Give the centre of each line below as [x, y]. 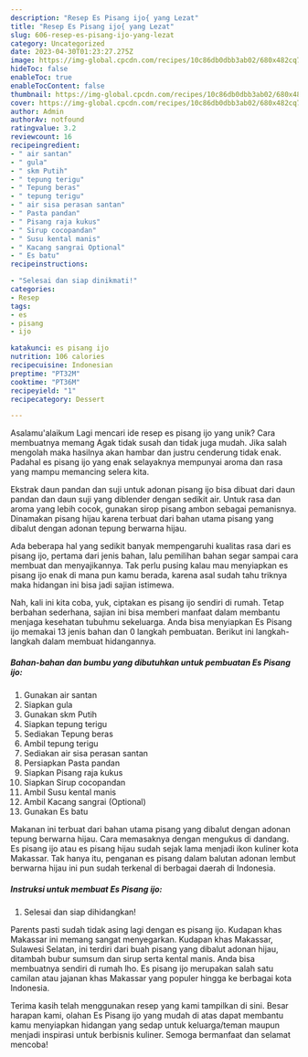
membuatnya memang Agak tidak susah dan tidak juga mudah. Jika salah [149, 443]
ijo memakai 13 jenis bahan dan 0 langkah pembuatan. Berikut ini [132, 632]
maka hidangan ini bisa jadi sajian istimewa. [92, 585]
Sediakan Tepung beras [68, 734]
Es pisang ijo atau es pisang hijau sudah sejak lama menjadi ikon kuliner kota [155, 849]
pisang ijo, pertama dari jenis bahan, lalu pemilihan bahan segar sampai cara [154, 556]
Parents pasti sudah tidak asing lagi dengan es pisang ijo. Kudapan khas [146, 930]
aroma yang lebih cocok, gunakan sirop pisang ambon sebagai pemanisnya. [154, 509]
